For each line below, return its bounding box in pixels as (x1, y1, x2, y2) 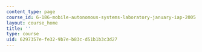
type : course (6, 31, 39, 37)
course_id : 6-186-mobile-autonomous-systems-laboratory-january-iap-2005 (6, 14, 197, 20)
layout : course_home (6, 20, 59, 26)
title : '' (6, 25, 31, 32)
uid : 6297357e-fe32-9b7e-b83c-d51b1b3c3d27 (6, 36, 118, 42)
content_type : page (6, 8, 56, 15)
